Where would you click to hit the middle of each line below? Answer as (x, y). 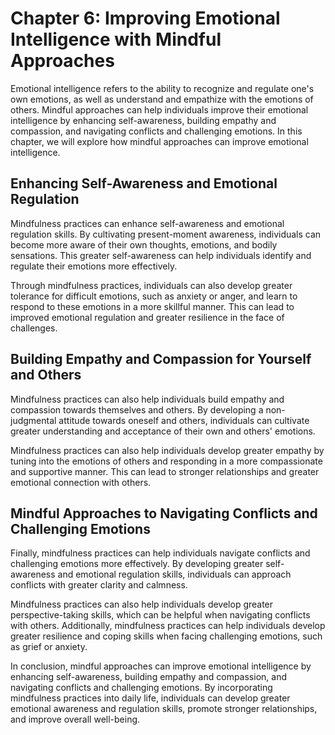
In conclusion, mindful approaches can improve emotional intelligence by (161, 666)
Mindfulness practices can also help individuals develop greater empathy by (167, 450)
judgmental (33, 420)
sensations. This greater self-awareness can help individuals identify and (161, 255)
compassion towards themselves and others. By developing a (137, 409)
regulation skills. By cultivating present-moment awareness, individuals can (166, 234)
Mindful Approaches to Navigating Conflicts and (164, 513)
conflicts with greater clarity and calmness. (99, 585)
